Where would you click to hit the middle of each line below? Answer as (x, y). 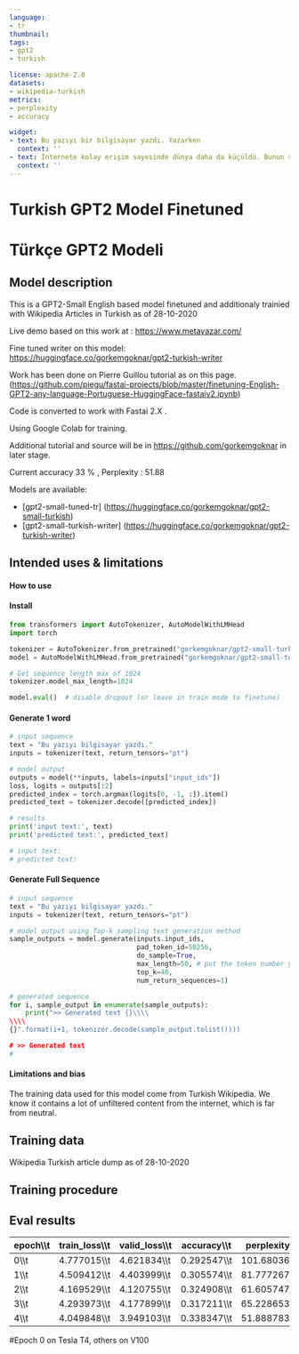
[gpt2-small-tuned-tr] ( (64, 506)
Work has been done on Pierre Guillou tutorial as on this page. (123, 375)
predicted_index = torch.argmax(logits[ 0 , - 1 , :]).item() (119, 794)
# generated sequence (49, 996)
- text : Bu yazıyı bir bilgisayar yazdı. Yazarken (105, 141)
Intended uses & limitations (86, 563)
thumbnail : (29, 34)
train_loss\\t (85, 1245)
